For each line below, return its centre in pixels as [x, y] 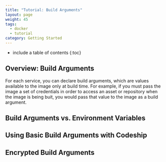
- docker [19, 29]
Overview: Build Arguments [50, 69]
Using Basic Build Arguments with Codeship [76, 135]
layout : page [19, 15]
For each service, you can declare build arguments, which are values [77, 80]
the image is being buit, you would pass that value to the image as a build [82, 97]
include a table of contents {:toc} [47, 52]
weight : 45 [17, 19]
